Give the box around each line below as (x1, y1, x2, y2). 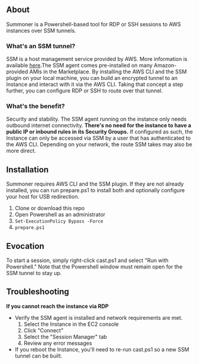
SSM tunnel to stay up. (6, 270, 62, 277)
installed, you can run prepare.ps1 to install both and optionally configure (6, 187, 185, 194)
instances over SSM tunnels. (6, 27, 76, 34)
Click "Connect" (23, 326, 64, 334)
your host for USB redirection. (6, 193, 79, 200)
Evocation (6, 241, 45, 251)
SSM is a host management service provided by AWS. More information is (6, 55, 188, 63)
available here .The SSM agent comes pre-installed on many (6, 62, 153, 69)
